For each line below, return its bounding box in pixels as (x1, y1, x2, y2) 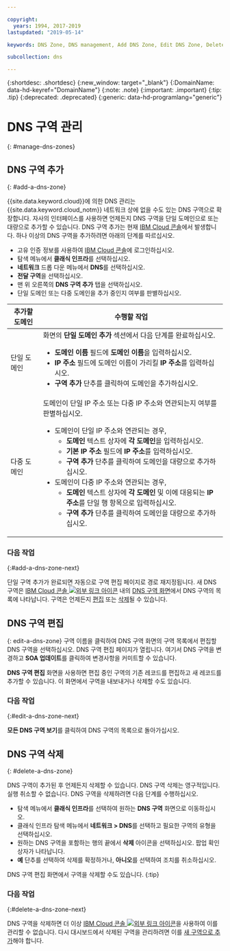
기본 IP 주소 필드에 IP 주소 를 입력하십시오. (66, 446, 193, 456)
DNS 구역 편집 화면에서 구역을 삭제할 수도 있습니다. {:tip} (7, 871, 159, 879)
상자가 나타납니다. (16, 847, 65, 855)
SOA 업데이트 (25, 653, 62, 662)
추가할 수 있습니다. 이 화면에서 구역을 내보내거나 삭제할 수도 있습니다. (7, 677, 192, 685)
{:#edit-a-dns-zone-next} (7, 712, 80, 720)
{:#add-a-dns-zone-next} (7, 564, 80, 572)
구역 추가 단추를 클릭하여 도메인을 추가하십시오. (54, 379, 199, 388)
